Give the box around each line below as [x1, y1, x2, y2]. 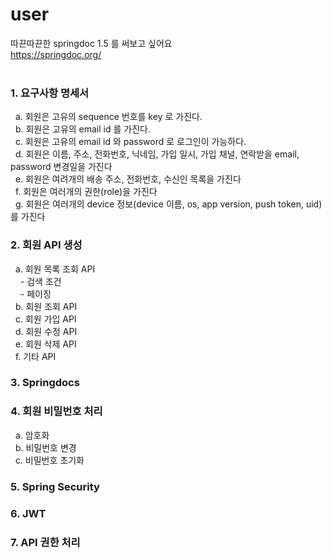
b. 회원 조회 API [14, 300, 78, 312]
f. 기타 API [14, 350, 57, 362]
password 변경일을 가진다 [10, 161, 113, 173]
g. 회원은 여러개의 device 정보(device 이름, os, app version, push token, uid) [14, 198, 323, 210]
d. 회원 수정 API [14, 325, 78, 337]
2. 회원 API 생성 [10, 238, 83, 252]
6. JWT [10, 506, 47, 520]
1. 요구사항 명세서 [10, 86, 90, 100]
